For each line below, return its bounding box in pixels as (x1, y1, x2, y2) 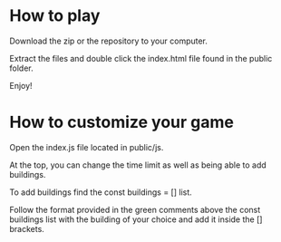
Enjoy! (9, 80, 34, 91)
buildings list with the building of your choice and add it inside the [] (9, 214, 263, 225)
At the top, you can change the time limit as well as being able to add (9, 160, 267, 170)
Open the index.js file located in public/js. (9, 141, 164, 152)
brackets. (9, 223, 45, 234)
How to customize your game (9, 112, 234, 132)
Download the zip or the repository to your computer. (9, 35, 208, 46)
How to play (9, 5, 101, 26)
